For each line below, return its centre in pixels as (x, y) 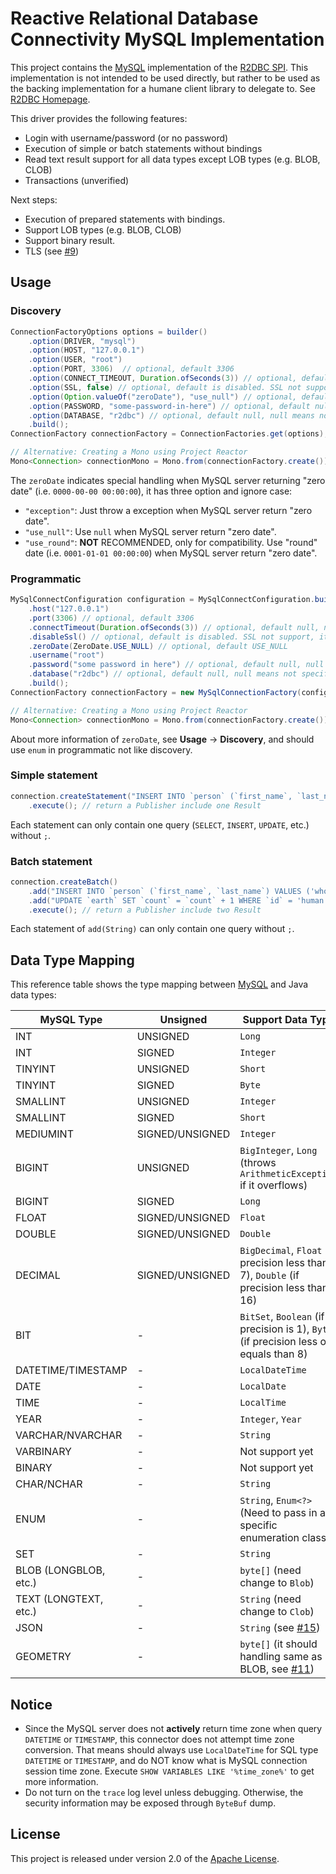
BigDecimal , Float (281, 1250)
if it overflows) (273, 1185)
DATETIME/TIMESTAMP (71, 1370)
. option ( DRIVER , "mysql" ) (82, 341)
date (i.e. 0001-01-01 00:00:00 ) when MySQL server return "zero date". (171, 553)
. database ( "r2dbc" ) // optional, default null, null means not (163, 674)
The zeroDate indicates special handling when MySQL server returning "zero (168, 480)
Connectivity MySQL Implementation (167, 39)
